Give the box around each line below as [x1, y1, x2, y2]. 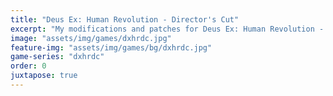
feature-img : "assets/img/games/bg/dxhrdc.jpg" [10, 42, 213, 53]
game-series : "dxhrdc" [10, 52, 105, 62]
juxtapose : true [10, 71, 78, 81]
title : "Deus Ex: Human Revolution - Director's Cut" [10, 14, 240, 25]
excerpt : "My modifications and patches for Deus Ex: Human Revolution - [10, 24, 325, 34]
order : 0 [10, 61, 47, 71]
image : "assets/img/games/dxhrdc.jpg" [10, 33, 172, 43]
